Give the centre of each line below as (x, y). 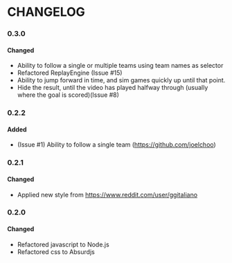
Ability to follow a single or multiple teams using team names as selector (120, 66)
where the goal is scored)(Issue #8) (68, 95)
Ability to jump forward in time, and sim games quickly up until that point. (121, 80)
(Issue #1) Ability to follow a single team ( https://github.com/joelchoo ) (116, 145)
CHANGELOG (46, 12)
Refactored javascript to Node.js (63, 244)
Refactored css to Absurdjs (56, 252)
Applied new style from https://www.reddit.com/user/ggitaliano (107, 194)
